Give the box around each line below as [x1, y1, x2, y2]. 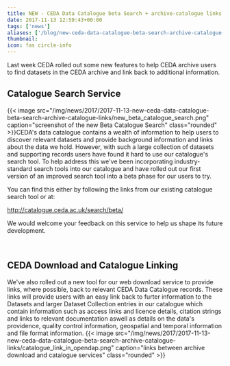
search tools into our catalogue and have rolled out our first [34, 164, 201, 172]
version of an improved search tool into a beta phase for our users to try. [7, 172, 212, 180]
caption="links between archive [115, 343, 205, 352]
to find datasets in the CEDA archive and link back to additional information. [7, 68, 220, 76]
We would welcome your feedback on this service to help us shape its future [7, 219, 223, 227]
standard [7, 164, 33, 172]
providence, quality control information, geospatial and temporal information [7, 321, 222, 330]
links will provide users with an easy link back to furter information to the [7, 293, 212, 301]
